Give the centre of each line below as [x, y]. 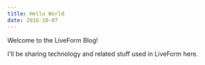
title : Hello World [36, 14]
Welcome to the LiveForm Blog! [53, 40]
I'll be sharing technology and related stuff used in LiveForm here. [103, 54]
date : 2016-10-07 [33, 20]
